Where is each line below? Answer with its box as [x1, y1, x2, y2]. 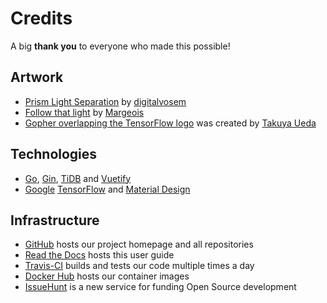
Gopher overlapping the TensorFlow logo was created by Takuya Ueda [24, 117, 317, 129]
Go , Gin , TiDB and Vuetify [24, 172, 132, 184]
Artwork [10, 69, 64, 86]
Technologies [10, 146, 98, 163]
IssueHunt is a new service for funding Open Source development [24, 281, 297, 293]
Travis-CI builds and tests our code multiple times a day [24, 260, 255, 272]
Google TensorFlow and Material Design [24, 183, 191, 195]
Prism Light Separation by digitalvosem [24, 95, 187, 107]
